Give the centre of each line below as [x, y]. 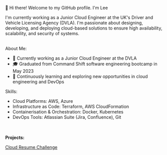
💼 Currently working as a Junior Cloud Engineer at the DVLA [74, 58]
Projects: [15, 137]
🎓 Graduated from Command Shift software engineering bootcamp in [85, 64]
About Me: [16, 48]
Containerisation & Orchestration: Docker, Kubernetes [68, 112]
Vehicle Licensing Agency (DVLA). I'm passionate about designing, [74, 23]
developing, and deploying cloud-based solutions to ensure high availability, [84, 28]
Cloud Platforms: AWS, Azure [43, 101]
